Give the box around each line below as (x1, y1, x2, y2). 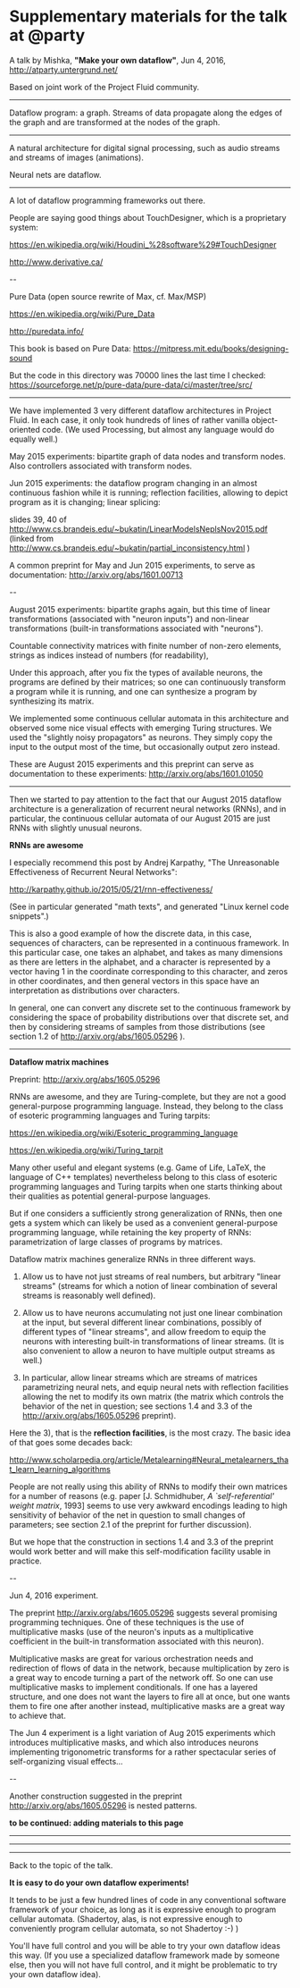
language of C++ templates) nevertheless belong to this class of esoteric (9, 1171, 279, 1182)
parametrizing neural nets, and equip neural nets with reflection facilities (21, 1381, 289, 1392)
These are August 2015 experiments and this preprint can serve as (9, 758, 254, 770)
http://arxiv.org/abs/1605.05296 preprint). (21, 1410, 177, 1420)
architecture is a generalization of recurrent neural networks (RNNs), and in (9, 803, 287, 814)
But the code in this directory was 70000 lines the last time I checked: (9, 369, 266, 381)
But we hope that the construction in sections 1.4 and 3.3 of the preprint (9, 1536, 274, 1547)
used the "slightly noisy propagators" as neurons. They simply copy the (9, 731, 273, 743)
